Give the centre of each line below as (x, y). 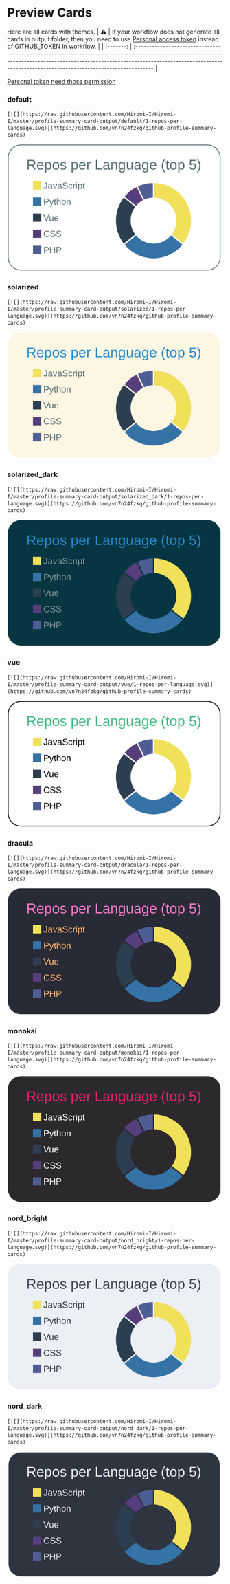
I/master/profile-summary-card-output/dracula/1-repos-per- (95, 865)
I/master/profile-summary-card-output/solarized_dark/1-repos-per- (106, 496)
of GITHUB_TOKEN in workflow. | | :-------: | (70, 46)
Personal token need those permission (61, 81)
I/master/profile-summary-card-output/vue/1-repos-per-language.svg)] (110, 684)
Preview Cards (50, 13)
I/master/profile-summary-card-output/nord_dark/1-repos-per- (98, 1428)
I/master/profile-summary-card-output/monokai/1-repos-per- (95, 1053)
